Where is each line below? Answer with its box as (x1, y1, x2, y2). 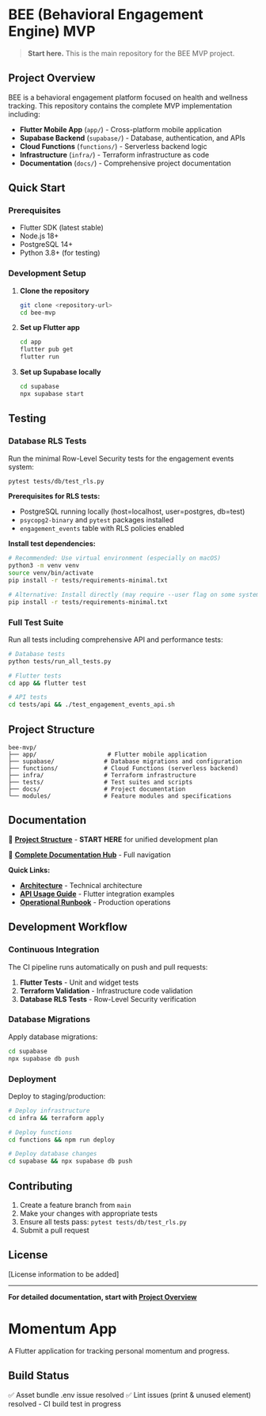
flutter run (19, 353, 59, 361)
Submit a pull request (19, 1225, 89, 1235)
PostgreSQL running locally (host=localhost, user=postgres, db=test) (19, 507, 245, 516)
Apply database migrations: (8, 1031, 98, 1042)
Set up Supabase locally (19, 367, 101, 377)
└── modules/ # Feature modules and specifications (8, 792, 232, 800)
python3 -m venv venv (8, 562, 80, 570)
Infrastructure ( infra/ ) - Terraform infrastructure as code (19, 150, 210, 159)
